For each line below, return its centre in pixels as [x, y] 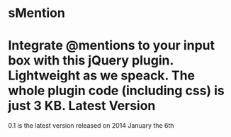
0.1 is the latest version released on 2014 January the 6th [91, 126]
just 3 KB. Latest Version [82, 106]
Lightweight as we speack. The [102, 76]
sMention [37, 13]
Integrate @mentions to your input [112, 46]
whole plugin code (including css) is [117, 91]
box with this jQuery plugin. [91, 61]
